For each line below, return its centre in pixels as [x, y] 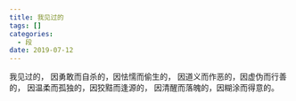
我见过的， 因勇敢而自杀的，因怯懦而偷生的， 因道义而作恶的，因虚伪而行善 [148, 77]
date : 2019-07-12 [41, 50]
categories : [31, 34]
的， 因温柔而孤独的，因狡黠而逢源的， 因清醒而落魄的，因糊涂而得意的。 [144, 88]
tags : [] [25, 26]
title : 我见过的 [37, 17]
